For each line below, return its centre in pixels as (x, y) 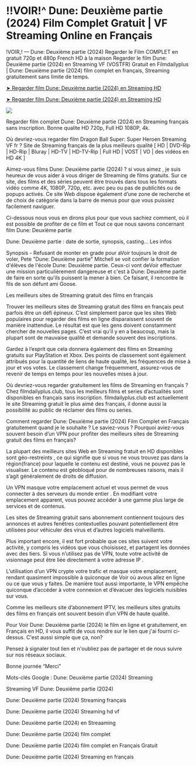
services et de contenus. (36, 506)
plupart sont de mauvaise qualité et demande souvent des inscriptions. (92, 337)
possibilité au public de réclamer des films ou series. (69, 410)
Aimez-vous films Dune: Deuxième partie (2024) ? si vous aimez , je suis (94, 169)
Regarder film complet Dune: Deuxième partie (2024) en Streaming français (97, 122)
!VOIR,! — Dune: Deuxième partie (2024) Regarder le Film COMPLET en (92, 51)
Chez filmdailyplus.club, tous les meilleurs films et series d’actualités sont (94, 391)
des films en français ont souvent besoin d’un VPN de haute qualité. (88, 613)
